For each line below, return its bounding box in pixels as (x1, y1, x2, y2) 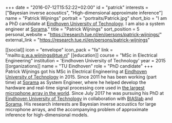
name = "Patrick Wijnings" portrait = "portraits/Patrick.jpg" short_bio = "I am (5, 15, 167, 21)
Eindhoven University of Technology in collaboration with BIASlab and (5, 95, 153, 102)
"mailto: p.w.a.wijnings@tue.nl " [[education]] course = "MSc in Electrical (5, 52, 158, 58)
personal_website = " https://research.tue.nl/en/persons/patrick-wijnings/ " (5, 32, 162, 37)
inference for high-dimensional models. (5, 112, 89, 118)
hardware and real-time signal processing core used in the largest (5, 85, 145, 91)
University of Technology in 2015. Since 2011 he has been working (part (5, 74, 157, 80)
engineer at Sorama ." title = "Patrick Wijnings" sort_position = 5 (5, 26, 140, 32)
